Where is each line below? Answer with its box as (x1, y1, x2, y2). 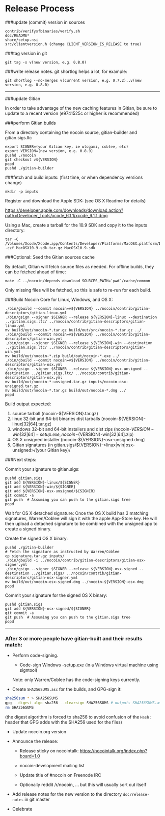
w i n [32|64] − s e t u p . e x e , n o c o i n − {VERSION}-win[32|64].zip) (12, 431, 134, 437)
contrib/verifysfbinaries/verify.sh (5, 29, 80, 33)
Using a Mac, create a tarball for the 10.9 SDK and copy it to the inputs (5, 222, 147, 228)
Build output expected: (5, 401, 51, 407)
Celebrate (12, 806, 33, 812)
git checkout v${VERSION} (5, 157, 58, 162)
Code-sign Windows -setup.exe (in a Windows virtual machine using (19, 662, 159, 668)
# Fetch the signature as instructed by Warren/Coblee (5, 549, 120, 554)
